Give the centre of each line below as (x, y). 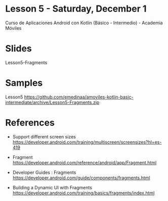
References (30, 123)
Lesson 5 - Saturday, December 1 (76, 9)
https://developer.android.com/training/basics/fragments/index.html (83, 193)
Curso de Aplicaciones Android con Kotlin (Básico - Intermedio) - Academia (84, 23)
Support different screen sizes (44, 136)
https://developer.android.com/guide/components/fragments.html (81, 178)
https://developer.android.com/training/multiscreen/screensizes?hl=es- (87, 142)
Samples (24, 83)
